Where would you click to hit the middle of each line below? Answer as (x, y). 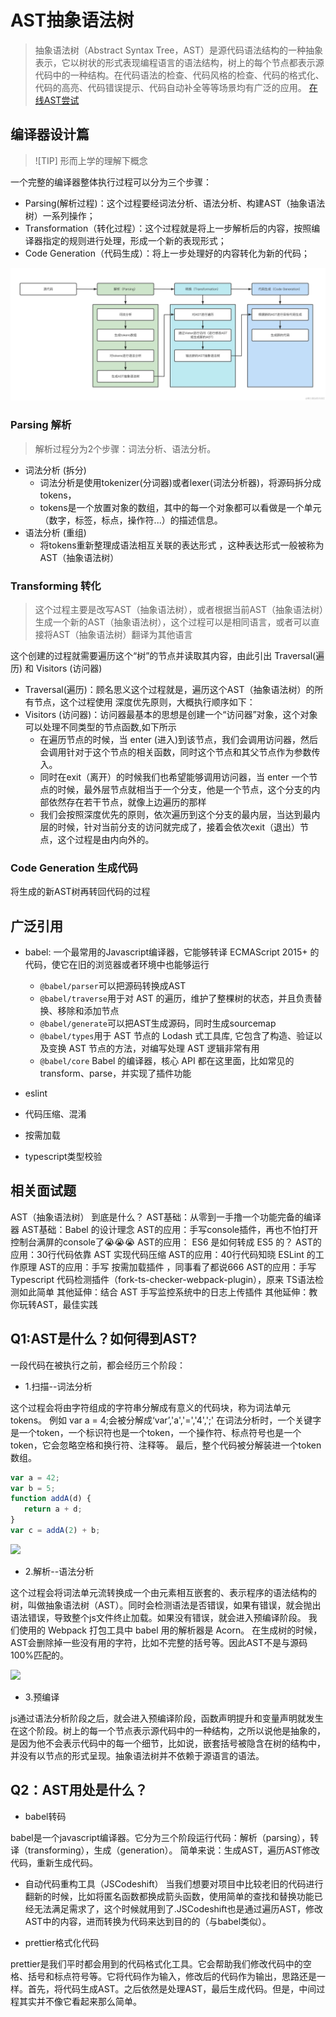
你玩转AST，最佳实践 (54, 1304)
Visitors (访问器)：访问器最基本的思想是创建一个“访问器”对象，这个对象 (171, 714)
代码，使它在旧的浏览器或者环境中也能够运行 (117, 965)
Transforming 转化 (56, 586)
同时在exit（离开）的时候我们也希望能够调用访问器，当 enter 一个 (174, 777)
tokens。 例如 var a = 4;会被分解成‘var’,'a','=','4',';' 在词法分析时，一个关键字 (166, 1420)
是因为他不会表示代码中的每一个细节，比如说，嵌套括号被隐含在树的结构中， (168, 1743)
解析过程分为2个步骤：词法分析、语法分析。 (125, 448)
